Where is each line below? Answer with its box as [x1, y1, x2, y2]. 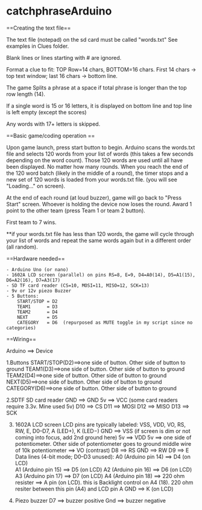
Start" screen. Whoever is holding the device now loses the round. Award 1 [6, 200, 192, 208]
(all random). [6, 243, 38, 250]
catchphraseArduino [6, 4, 112, 18]
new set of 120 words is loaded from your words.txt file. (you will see [6, 175, 178, 183]
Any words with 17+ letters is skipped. [6, 120, 101, 128]
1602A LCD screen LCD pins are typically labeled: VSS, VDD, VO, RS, [14, 420, 186, 428]
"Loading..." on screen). [6, 182, 65, 189]
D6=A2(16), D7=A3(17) [6, 277, 61, 283]
